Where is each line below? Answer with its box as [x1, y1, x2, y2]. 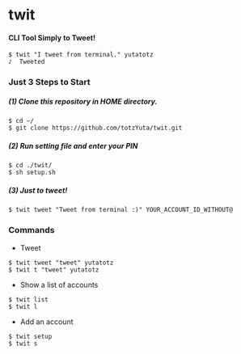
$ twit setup [8, 332, 53, 340]
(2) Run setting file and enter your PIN [8, 141, 138, 150]
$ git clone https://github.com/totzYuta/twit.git [8, 124, 183, 133]
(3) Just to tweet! [8, 185, 68, 195]
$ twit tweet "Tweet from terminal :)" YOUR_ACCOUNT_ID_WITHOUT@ [8, 206, 233, 214]
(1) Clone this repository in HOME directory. [8, 96, 158, 106]
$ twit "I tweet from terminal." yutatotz [8, 51, 154, 59]
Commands [8, 225, 55, 236]
